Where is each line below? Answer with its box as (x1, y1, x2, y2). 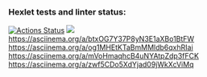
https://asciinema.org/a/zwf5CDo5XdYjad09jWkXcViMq (8, 59, 194, 70)
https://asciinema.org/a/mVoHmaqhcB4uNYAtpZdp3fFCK (8, 51, 200, 61)
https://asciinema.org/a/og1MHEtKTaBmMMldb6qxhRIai (8, 43, 193, 52)
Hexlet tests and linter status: (8, 6, 126, 18)
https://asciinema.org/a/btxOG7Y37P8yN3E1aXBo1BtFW (8, 34, 195, 44)
